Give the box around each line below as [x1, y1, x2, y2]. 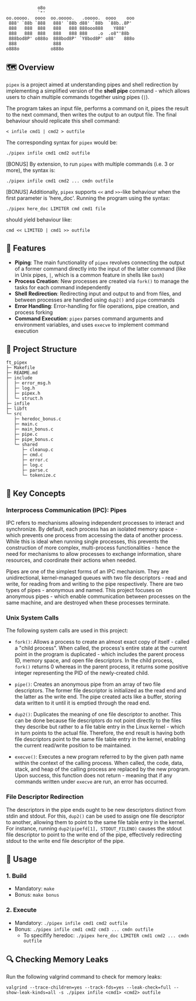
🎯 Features [6, 243, 46, 254]
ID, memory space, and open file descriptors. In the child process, [14, 657, 174, 664]
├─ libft [6, 406, 27, 412]
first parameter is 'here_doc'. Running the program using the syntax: [6, 194, 170, 201]
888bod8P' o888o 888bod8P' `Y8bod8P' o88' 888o [8, 36, 135, 42]
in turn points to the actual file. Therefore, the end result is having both [14, 729, 185, 737]
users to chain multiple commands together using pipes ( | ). [6, 93, 150, 100]
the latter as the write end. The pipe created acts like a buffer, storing [14, 693, 182, 701]
